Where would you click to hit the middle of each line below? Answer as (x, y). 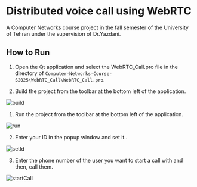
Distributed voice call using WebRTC (99, 11)
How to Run (28, 53)
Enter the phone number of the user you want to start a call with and (99, 160)
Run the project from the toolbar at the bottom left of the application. (99, 114)
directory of (29, 73)
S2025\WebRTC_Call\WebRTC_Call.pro (59, 80)
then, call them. (34, 166)
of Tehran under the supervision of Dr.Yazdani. (64, 33)
